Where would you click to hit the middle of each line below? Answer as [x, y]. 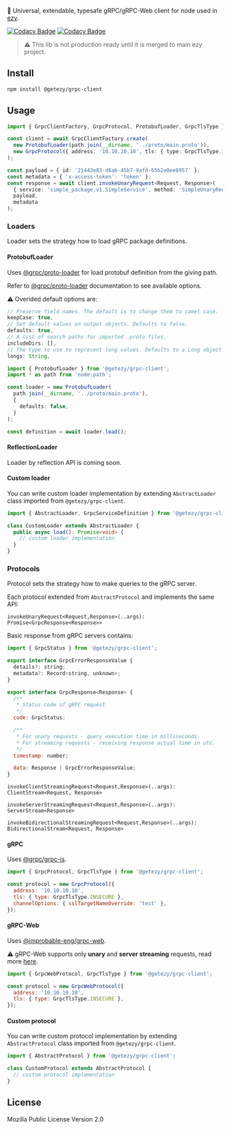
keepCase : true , [30, 318]
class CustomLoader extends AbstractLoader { [73, 525]
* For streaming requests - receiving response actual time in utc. [116, 743]
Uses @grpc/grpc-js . [37, 859]
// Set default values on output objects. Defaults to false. [98, 324]
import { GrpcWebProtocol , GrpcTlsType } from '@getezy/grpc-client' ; [110, 974]
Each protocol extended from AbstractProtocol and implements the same [111, 597]
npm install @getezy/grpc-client [55, 89]
